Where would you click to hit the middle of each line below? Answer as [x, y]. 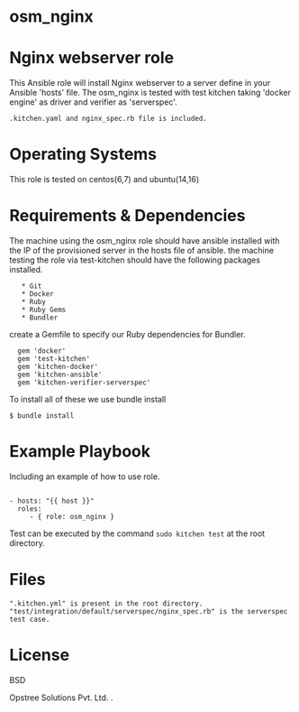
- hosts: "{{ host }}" [52, 501]
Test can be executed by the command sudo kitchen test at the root [137, 533]
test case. [30, 619]
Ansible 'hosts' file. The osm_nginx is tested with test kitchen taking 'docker [150, 93]
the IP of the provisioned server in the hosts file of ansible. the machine [142, 250]
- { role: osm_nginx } [72, 516]
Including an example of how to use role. [85, 476]
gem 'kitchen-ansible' [60, 374]
